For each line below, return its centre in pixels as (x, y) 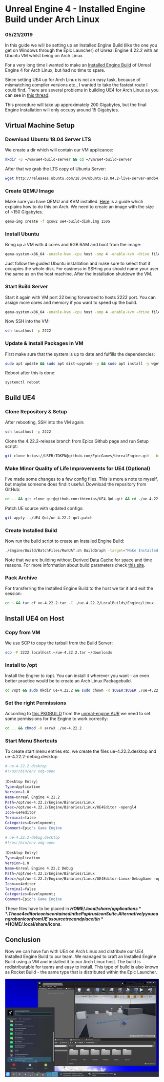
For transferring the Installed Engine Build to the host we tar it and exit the (79, 588)
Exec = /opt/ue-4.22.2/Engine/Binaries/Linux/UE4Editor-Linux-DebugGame (78, 879)
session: (13, 594)
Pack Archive (21, 577)
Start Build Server (27, 287)
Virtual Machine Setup (40, 125)
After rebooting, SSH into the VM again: (45, 422)
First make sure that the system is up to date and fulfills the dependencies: (80, 354)
